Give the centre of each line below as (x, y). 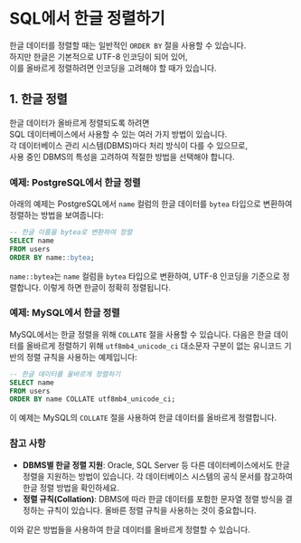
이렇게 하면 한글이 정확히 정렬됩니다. (107, 287)
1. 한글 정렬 (38, 99)
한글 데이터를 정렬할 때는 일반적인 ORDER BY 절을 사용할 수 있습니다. (128, 45)
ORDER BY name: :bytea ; (52, 257)
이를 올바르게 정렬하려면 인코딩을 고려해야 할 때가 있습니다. (113, 68)
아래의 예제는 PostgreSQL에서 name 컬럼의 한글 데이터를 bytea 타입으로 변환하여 (151, 204)
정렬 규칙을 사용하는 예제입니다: (81, 357)
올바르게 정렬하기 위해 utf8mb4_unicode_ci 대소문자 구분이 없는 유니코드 (154, 346)
